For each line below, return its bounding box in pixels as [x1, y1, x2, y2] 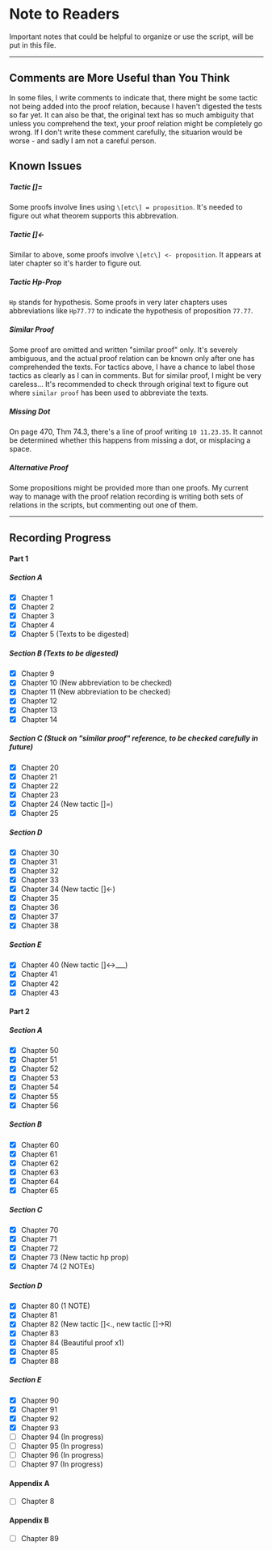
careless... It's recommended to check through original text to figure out [9, 380, 249, 389]
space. [9, 444, 32, 453]
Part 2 [9, 1007, 31, 1017]
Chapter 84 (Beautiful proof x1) [20, 1337, 124, 1348]
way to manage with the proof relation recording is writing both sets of [9, 491, 244, 501]
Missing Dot [9, 406, 51, 416]
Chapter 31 [20, 856, 57, 866]
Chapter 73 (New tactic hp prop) [20, 1252, 129, 1263]
